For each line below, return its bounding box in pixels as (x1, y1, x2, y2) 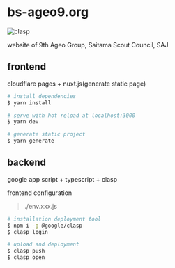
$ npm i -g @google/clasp (7, 222, 82, 229)
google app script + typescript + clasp (7, 175, 118, 183)
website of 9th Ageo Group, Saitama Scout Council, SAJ (7, 40, 169, 49)
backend (7, 157, 47, 168)
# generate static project (7, 131, 86, 138)
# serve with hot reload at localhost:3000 (7, 112, 136, 119)
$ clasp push (7, 248, 45, 255)
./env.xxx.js (24, 202, 58, 210)
